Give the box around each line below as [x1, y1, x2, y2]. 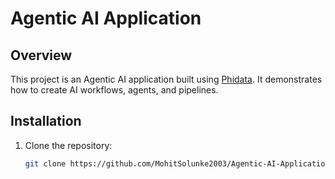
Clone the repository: [24, 139, 113, 151]
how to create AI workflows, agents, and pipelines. [10, 84, 219, 96]
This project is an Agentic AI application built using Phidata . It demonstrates [10, 73, 323, 85]
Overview [10, 47, 73, 64]
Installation [10, 113, 82, 130]
